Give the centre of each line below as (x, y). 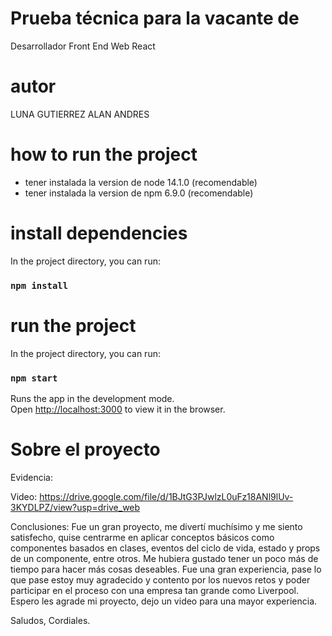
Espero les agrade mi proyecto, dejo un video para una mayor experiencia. (164, 601)
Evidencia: (31, 477)
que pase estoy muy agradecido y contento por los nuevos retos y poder (160, 579)
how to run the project (104, 154)
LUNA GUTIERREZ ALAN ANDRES (80, 114)
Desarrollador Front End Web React (83, 46)
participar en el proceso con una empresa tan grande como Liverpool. (154, 590)
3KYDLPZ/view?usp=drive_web (75, 507)
